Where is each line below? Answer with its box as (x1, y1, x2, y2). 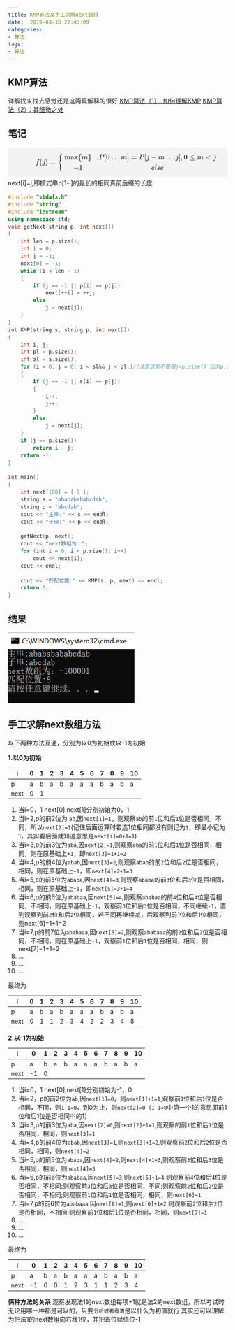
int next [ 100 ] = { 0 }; (20, 489, 90, 496)
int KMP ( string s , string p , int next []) (8, 326, 130, 334)
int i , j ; (20, 341, 50, 348)
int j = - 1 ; (20, 252, 55, 260)
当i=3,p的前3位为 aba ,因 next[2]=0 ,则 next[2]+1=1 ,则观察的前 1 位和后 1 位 (17, 1121, 218, 1129)
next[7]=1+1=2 (17, 945, 60, 953)
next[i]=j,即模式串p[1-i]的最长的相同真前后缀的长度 (8, 179, 153, 187)
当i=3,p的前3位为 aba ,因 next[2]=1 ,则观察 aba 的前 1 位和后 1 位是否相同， (17, 841, 215, 849)
